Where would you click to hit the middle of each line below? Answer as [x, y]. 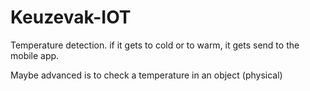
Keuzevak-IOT [71, 17]
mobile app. [35, 55]
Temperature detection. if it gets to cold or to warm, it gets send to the [155, 45]
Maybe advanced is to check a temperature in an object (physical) [146, 75]
